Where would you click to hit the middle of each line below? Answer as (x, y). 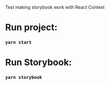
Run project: (31, 27)
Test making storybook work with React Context (55, 7)
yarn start (18, 42)
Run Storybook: (38, 62)
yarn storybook (24, 77)
